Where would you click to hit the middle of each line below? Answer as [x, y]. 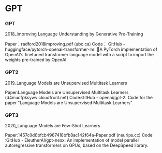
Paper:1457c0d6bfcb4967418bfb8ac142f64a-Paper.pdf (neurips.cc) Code [79, 135]
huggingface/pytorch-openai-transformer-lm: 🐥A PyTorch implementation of [81, 49]
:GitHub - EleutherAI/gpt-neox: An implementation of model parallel [72, 140]
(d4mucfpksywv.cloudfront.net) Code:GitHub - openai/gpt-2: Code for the [79, 97]
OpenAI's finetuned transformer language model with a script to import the [79, 55]
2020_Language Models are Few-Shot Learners [53, 126]
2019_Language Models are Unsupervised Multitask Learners [66, 83]
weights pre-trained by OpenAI [36, 60]
